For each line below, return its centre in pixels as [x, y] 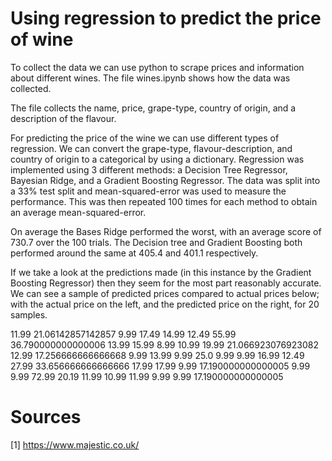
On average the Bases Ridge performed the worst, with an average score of [166, 231]
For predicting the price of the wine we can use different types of [145, 138]
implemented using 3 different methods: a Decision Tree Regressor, [149, 169]
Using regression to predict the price [166, 18]
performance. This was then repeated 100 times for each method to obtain [164, 201]
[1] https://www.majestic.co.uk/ [75, 444]
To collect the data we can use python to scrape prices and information [157, 67]
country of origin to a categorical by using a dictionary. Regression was [157, 159]
